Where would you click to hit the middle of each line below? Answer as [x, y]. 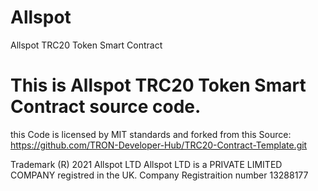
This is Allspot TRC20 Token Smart [158, 85]
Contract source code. [106, 107]
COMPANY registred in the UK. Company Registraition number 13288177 [159, 175]
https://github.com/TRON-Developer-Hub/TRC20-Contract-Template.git [159, 145]
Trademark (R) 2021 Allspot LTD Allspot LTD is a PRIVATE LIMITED [146, 164]
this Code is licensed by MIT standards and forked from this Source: [151, 134]
